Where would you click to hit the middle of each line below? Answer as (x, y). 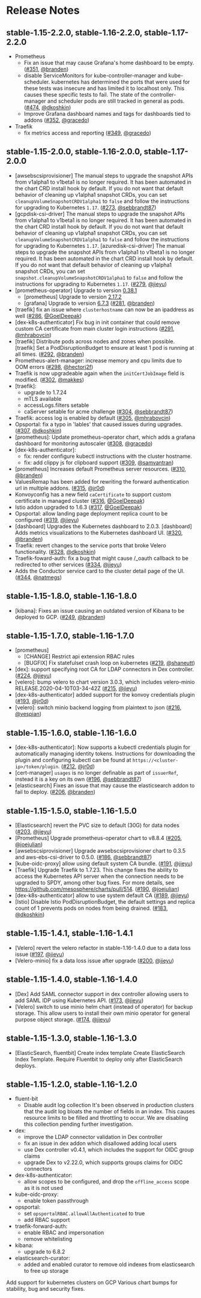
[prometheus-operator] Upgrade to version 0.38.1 (76, 290)
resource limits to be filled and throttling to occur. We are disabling (106, 1118)
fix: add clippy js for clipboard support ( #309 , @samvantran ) (99, 462)
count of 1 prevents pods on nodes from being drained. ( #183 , (91, 908)
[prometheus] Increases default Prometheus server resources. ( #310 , (100, 469)
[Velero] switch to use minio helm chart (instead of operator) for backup (104, 1006)
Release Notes (43, 11)
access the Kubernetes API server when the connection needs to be (99, 876)
